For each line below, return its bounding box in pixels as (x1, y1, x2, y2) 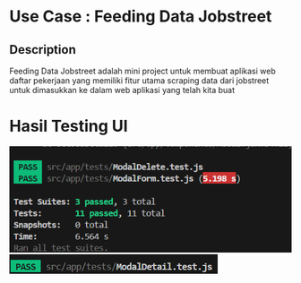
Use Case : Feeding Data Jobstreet (9, 6, 272, 27)
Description (9, 42, 76, 57)
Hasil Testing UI (9, 116, 128, 136)
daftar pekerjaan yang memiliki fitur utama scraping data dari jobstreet (9, 75, 270, 86)
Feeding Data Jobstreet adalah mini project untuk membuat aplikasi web (9, 65, 276, 76)
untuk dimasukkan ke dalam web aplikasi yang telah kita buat (9, 85, 236, 95)
